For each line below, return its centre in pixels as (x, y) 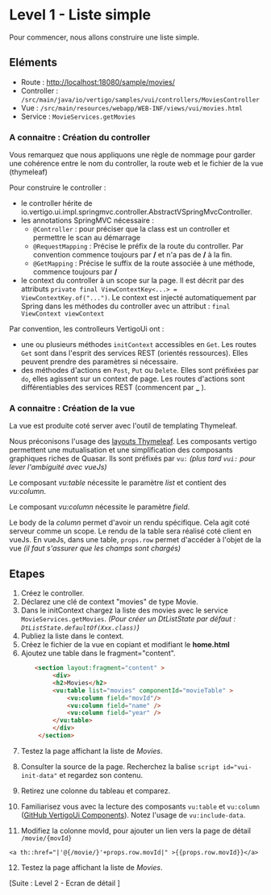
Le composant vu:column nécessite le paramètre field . (100, 507)
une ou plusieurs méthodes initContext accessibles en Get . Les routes (139, 345)
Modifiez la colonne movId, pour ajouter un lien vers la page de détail (135, 830)
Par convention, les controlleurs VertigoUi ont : (87, 329)
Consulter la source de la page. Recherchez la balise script (120, 766)
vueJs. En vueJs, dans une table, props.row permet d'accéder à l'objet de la (135, 540)
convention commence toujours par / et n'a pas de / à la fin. (132, 255)
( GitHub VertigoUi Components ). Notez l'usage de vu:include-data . (133, 815)
